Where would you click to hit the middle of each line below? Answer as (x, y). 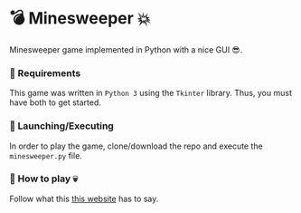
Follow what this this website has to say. (84, 198)
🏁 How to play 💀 (44, 179)
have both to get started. (56, 102)
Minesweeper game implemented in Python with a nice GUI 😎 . (126, 49)
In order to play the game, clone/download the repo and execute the (136, 146)
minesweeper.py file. (46, 155)
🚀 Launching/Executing (62, 126)
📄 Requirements (45, 73)
